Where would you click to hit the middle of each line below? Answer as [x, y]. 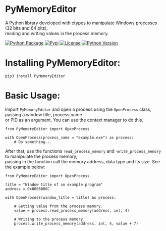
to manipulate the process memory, [41, 156]
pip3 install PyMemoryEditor [35, 76]
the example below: [25, 167]
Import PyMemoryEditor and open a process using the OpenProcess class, [78, 109]
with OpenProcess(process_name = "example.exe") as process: [70, 138]
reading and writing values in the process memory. [57, 33]
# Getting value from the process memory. [58, 206]
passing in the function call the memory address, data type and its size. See [83, 161]
